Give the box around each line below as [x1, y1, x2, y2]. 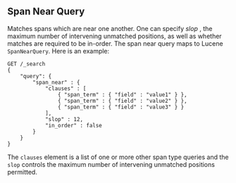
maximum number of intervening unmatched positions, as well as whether [7, 32, 222, 40]
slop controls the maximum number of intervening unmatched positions [7, 160, 215, 168]
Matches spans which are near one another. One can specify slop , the [7, 24, 213, 32]
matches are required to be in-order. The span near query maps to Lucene [7, 39, 223, 48]
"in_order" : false [44, 122, 102, 129]
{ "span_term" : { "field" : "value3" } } [57, 103, 185, 111]
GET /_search [7, 60, 46, 68]
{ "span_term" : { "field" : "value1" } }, [57, 91, 188, 98]
